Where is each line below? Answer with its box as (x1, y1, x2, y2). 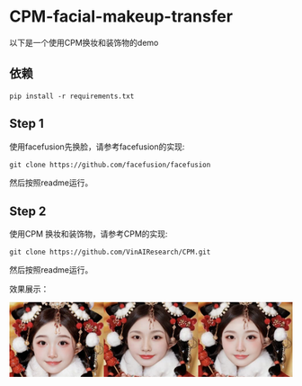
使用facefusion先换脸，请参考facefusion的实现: (9, 141, 185, 152)
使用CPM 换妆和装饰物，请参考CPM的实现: (9, 229, 168, 239)
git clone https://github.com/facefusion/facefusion (9, 160, 211, 169)
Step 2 (9, 203, 47, 219)
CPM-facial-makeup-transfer (9, 6, 234, 27)
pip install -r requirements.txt (9, 92, 135, 101)
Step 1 (9, 116, 45, 131)
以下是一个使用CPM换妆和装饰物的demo (9, 37, 159, 48)
